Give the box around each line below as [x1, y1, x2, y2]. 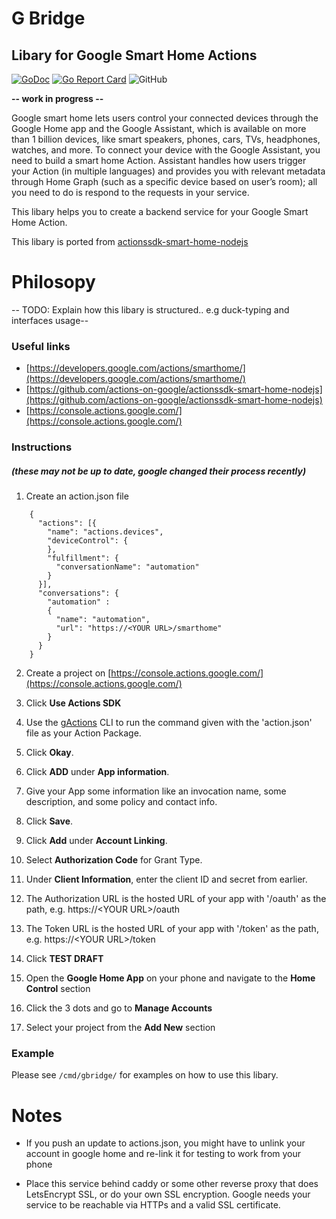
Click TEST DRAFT [25, 953, 104, 965]
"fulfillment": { [47, 553, 119, 564]
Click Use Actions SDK [25, 697, 122, 709]
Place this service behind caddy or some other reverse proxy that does [25, 1178, 319, 1190]
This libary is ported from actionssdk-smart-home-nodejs [11, 236, 249, 247]
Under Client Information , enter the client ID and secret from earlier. [25, 873, 308, 886]
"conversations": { [37, 588, 119, 599]
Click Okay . [25, 747, 74, 759]
